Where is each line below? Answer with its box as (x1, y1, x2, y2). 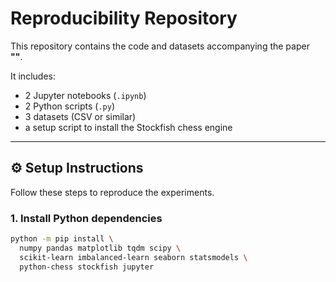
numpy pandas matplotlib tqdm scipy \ (19, 243, 182, 253)
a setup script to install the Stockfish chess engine (24, 121, 233, 133)
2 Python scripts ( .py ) (24, 100, 115, 112)
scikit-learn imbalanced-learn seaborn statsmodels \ (19, 252, 248, 262)
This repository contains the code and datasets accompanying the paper (10, 40, 310, 52)
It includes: (10, 70, 56, 82)
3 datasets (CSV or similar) (24, 110, 137, 122)
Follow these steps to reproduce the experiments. (10, 186, 215, 198)
